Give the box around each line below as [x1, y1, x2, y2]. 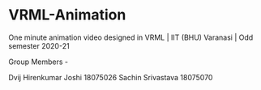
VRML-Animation [8, 6, 126, 24]
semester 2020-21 [8, 41, 71, 50]
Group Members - [8, 57, 69, 66]
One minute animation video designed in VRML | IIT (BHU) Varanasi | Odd [8, 32, 254, 42]
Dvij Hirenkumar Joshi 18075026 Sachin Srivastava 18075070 [8, 72, 213, 82]
